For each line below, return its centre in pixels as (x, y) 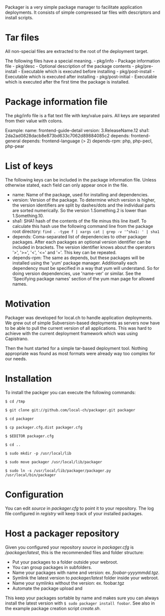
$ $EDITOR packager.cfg (30, 436)
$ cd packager (20, 419)
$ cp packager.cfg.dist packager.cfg (44, 427)
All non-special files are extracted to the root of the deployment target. (77, 51)
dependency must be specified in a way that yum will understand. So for (86, 268)
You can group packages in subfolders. (52, 567)
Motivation (28, 304)
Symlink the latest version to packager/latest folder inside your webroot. (85, 577)
